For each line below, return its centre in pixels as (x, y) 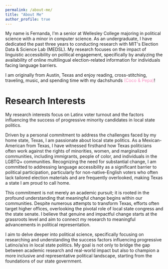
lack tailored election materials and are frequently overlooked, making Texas (84, 178)
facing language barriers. (31, 65)
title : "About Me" (24, 15)
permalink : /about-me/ (29, 10)
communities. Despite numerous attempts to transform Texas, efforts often (82, 203)
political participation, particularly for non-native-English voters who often (81, 172)
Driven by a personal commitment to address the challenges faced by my (81, 135)
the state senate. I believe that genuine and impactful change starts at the (81, 214)
